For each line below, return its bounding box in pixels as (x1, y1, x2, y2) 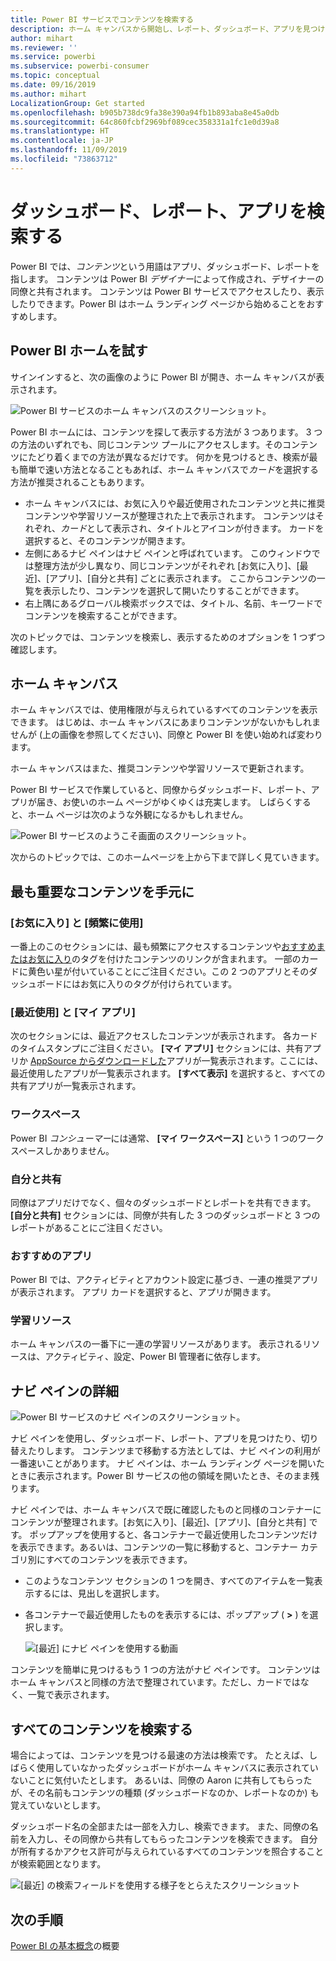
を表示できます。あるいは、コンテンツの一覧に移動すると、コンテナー (10, 1541, 299, 1553)
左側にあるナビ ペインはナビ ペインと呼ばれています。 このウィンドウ (24, 547, 312, 559)
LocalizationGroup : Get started (10, 98, 145, 108)
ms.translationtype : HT (10, 126, 110, 136)
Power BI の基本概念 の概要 (10, 1939, 120, 1951)
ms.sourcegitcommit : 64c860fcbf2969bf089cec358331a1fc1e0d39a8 (10, 117, 280, 127)
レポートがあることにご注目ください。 (10, 1221, 168, 1233)
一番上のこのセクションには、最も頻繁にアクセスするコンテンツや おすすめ (10, 941, 317, 952)
